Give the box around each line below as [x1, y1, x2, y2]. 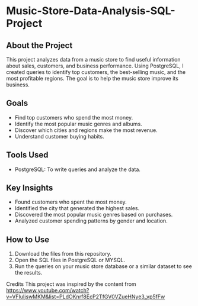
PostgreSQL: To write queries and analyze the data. [14, 166, 141, 173]
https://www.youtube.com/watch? [6, 287, 90, 294]
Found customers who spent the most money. [14, 198, 127, 205]
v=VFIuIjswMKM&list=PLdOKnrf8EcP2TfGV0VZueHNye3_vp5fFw [6, 293, 165, 300]
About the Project [6, 40, 73, 50]
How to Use [6, 234, 50, 244]
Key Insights [6, 183, 53, 193]
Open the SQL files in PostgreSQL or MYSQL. [14, 256, 126, 264]
